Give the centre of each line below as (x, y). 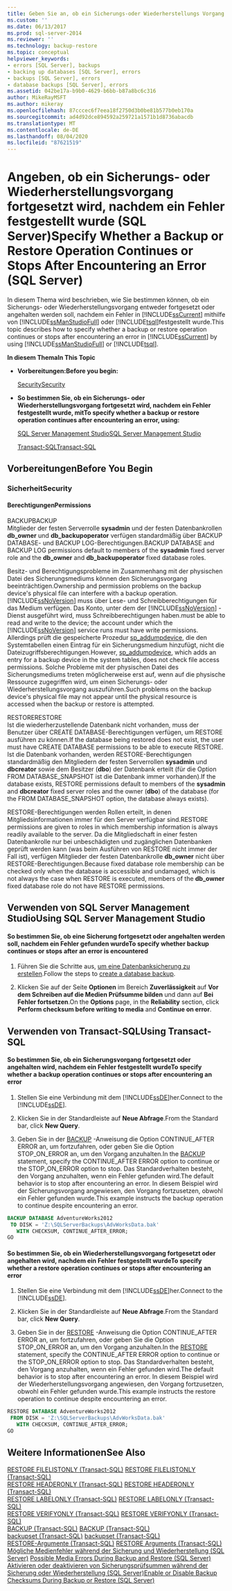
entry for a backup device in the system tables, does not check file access (113, 659)
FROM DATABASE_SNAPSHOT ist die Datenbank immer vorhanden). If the (111, 776)
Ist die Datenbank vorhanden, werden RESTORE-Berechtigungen (99, 754)
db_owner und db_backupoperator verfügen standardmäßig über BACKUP (115, 535)
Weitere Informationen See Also (76, 1453)
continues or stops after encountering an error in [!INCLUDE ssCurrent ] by (112, 337)
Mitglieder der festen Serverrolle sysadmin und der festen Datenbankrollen (115, 528)
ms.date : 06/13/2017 (37, 26)
